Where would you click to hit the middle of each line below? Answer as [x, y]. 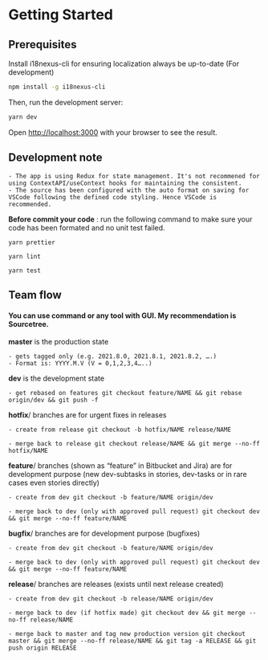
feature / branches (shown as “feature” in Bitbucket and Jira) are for [120, 466]
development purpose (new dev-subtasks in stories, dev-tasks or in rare [128, 475]
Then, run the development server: [66, 102]
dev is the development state [57, 378]
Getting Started [61, 15]
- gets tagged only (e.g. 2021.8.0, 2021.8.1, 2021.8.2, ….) [113, 356]
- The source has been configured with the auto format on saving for [129, 190]
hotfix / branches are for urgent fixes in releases [87, 415]
